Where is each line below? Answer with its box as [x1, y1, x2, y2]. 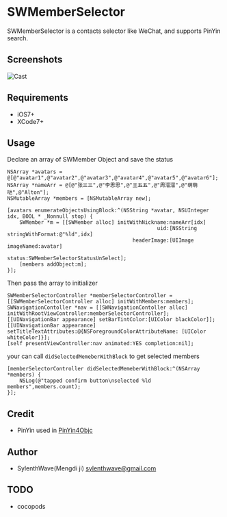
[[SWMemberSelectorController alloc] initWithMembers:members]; [7, 299, 194, 305]
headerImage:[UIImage [132, 237, 194, 244]
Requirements [7, 92, 68, 103]
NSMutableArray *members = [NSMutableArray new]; [7, 195, 152, 202]
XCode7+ [16, 117, 44, 125]
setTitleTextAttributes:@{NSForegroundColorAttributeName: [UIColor [7, 328, 206, 336]
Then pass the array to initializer [7, 279, 98, 288]
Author [7, 446, 38, 457]
